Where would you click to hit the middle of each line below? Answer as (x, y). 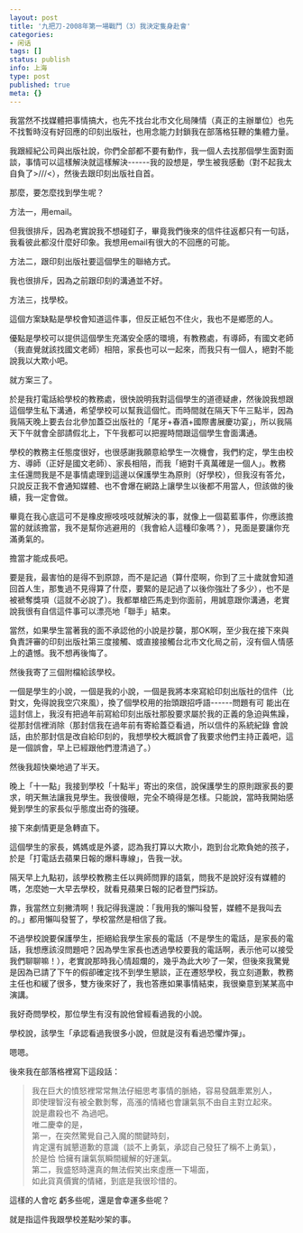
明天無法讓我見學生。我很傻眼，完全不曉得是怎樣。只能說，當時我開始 (155, 797)
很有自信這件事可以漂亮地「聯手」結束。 (100, 611)
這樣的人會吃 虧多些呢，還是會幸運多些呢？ (89, 1200)
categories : (32, 34)
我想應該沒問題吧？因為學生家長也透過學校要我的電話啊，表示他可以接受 (159, 950)
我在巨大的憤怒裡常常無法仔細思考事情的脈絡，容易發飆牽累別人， (154, 1090)
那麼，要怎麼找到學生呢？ (57, 192)
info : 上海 (28, 69)
